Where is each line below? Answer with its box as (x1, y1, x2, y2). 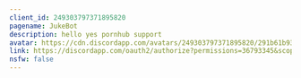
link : (9, 47, 30, 56)
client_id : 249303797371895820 (9, 13, 126, 22)
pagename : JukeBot (9, 22, 78, 30)
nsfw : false (9, 55, 54, 64)
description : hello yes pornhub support (9, 30, 163, 39)
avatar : (9, 38, 39, 48)
